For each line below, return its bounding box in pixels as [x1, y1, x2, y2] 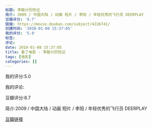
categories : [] [5, 59, 37, 64]
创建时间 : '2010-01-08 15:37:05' [5, 26, 73, 31]
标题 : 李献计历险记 [5, 7, 40, 13]
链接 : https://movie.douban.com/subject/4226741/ [5, 21, 110, 27]
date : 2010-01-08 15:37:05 [5, 45, 62, 50]
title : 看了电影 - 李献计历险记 [5, 49, 66, 54]
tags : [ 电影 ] [5, 54, 31, 59]
